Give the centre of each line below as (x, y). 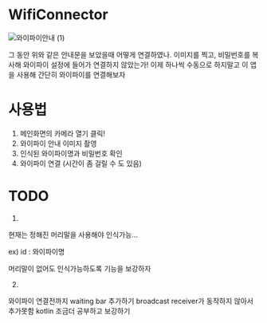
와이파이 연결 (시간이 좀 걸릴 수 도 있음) (80, 163)
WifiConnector (59, 15)
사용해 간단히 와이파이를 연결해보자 (71, 74)
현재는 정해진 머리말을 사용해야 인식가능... (73, 234)
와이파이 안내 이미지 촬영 (58, 143)
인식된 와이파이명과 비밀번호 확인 (71, 153)
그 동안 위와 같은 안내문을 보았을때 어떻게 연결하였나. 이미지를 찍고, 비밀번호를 (130, 54)
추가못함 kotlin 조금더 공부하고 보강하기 (69, 311)
